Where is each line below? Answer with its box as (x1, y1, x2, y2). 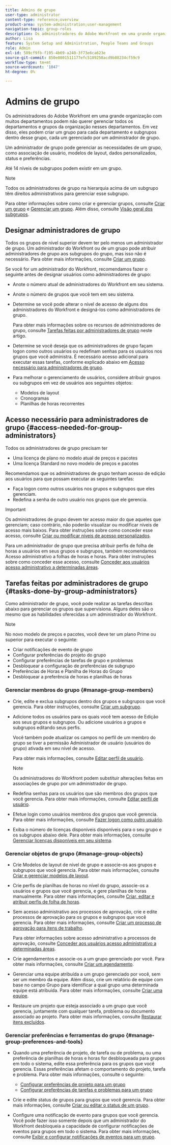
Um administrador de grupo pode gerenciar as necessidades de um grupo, (5, 144, 162, 150)
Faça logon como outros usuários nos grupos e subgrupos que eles (12, 486, 155, 492)
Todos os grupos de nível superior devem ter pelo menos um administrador (5, 239, 163, 246)
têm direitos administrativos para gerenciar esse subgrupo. (5, 190, 129, 196)
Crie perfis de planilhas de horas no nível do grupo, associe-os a (12, 882, 149, 888)
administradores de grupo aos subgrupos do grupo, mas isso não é (5, 250, 147, 256)
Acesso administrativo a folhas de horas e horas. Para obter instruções (5, 553, 154, 559)
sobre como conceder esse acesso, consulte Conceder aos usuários (5, 559, 150, 565)
